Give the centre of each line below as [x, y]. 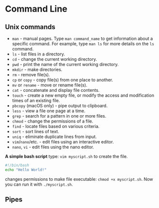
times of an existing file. [36, 100]
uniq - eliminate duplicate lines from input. [54, 137]
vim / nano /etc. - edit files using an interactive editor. [63, 142]
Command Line [36, 9]
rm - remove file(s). [31, 75]
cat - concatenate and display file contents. [56, 90]
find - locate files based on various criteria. [56, 126]
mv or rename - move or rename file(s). [50, 85]
